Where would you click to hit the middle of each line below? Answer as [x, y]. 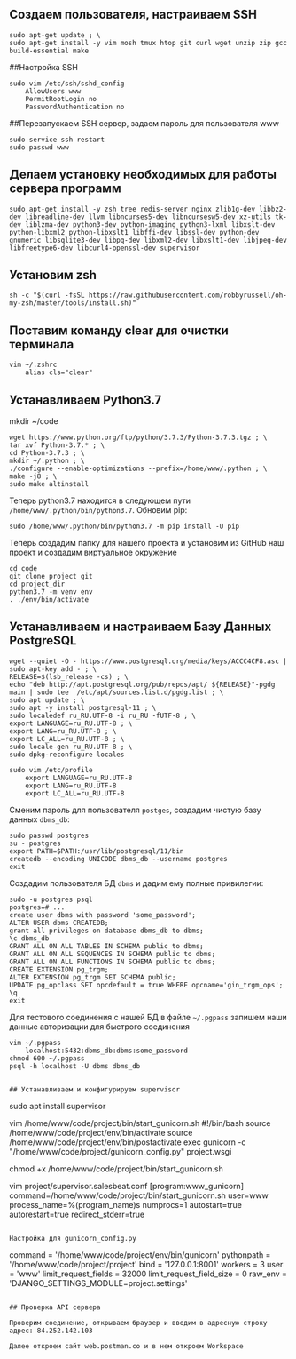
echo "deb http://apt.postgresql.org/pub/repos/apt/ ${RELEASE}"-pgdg [142, 684]
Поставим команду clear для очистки [119, 330]
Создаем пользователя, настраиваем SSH [133, 15]
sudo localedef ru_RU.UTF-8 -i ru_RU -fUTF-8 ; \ [103, 715]
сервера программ [65, 189]
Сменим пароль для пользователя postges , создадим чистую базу [135, 810]
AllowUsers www [53, 91]
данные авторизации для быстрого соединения [100, 1027]
